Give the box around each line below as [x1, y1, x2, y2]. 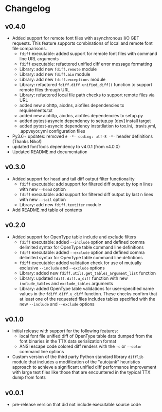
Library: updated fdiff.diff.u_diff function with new [19, 275, 128, 281]
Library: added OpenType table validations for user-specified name [19, 286, 154, 291]
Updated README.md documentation [12, 149, 88, 155]
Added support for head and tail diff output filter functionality [12, 176, 135, 181]
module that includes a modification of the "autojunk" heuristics [12, 359, 140, 365]
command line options [19, 349, 64, 355]
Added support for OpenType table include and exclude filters [12, 234, 136, 240]
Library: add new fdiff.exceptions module [19, 76, 106, 82]
